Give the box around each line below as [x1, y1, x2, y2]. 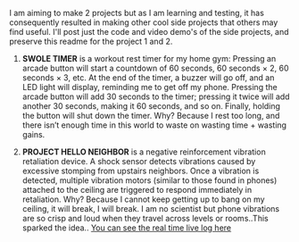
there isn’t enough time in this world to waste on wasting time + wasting [21, 120, 287, 130]
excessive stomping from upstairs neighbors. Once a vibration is [21, 165, 260, 176]
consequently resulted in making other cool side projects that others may [9, 17, 278, 28]
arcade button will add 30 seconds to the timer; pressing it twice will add [21, 91, 290, 102]
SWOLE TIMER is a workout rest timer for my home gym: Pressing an [21, 54, 277, 63]
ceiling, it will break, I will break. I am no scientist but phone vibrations [21, 204, 279, 213]
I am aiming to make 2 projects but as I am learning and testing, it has [9, 8, 265, 18]
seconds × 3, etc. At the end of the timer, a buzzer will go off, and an [21, 72, 275, 83]
